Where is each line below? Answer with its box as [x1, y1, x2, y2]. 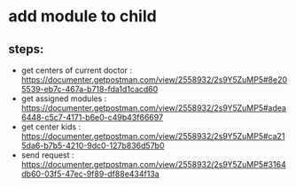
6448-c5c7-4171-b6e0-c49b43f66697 [20, 113, 164, 122]
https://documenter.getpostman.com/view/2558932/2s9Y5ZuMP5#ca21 [20, 131, 285, 141]
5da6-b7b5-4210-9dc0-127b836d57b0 [20, 140, 165, 151]
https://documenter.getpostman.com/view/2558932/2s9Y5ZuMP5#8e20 [20, 74, 288, 85]
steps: [8, 42, 44, 57]
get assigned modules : [20, 93, 107, 104]
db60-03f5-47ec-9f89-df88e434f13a [20, 168, 160, 179]
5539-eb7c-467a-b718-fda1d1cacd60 [20, 84, 159, 94]
